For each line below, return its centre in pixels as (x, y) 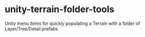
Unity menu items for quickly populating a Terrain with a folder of (72, 23)
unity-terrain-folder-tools (60, 9)
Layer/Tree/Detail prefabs (31, 28)
